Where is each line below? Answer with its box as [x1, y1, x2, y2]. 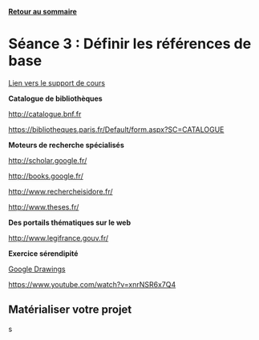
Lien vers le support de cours [8, 78, 106, 87]
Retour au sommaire [8, 7, 78, 16]
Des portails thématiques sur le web [8, 218, 132, 227]
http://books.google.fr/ [8, 171, 84, 181]
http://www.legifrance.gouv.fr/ [8, 233, 109, 242]
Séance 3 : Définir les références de [8, 35, 252, 53]
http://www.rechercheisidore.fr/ [8, 186, 114, 196]
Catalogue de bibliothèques [8, 94, 103, 103]
